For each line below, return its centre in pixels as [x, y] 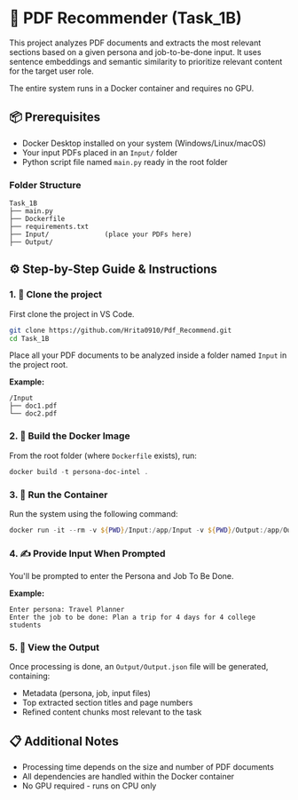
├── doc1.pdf [33, 406]
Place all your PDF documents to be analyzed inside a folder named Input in [148, 355]
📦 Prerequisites [55, 118]
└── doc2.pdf [33, 414]
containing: [30, 676]
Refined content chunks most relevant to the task [112, 712]
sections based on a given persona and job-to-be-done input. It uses [135, 51]
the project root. [39, 365]
